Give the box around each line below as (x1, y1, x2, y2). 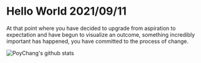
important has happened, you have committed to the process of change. (6, 37, 189, 45)
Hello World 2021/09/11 (6, 4, 127, 18)
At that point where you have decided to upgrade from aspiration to (6, 24, 176, 32)
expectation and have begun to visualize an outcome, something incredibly (6, 31, 196, 38)
